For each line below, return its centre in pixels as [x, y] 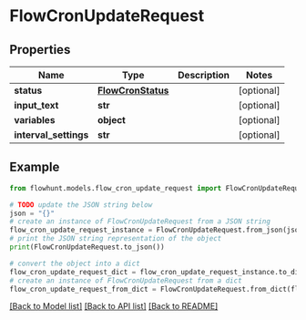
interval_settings [51, 135]
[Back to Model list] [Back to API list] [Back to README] [114, 306]
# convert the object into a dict [75, 263]
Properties [40, 50]
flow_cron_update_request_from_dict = [83, 289]
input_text [36, 105]
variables [35, 120]
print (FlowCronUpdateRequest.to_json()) [87, 247]
